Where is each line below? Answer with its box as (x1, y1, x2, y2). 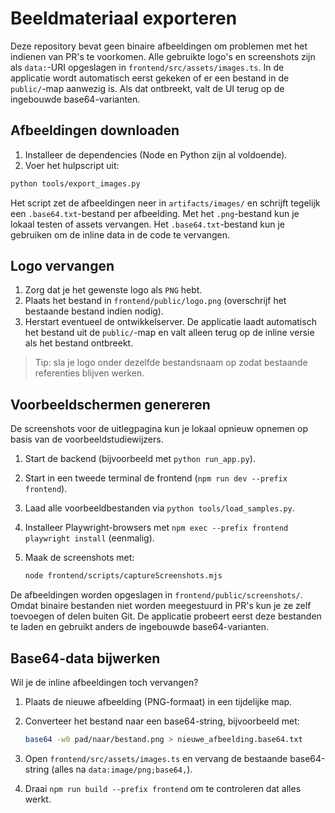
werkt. (24, 793, 52, 805)
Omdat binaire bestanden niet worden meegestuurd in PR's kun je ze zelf (10, 600, 312, 612)
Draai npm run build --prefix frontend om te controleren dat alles (24, 782, 302, 794)
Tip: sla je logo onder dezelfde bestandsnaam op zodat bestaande (34, 357, 308, 369)
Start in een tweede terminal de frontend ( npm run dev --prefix (24, 472, 288, 484)
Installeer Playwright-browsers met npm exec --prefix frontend (24, 522, 289, 534)
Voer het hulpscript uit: (24, 159, 120, 171)
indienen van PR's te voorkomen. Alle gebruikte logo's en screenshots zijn (10, 50, 316, 62)
